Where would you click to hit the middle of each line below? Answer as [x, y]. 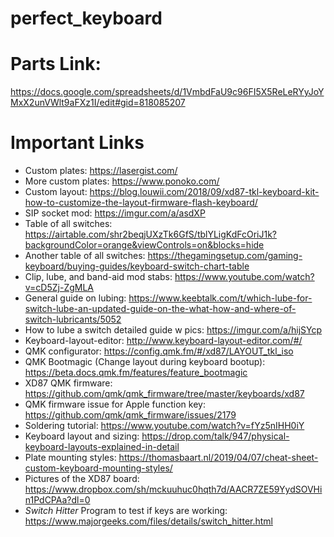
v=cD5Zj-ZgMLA [59, 288]
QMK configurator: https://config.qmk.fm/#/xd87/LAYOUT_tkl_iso [159, 351]
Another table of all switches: [85, 256]
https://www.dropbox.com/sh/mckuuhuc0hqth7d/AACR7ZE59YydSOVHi [173, 489]
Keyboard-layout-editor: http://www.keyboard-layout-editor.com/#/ [163, 341]
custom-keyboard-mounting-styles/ [98, 468]
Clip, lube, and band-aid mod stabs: [98, 277]
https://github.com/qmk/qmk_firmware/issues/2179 [130, 415]
